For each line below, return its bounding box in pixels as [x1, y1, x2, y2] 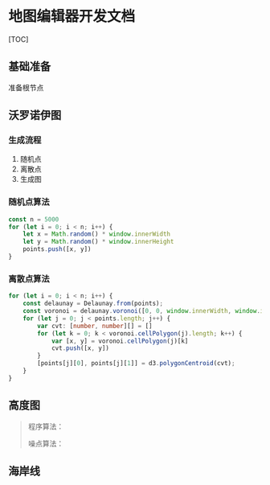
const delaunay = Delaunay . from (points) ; [22, 299, 163, 308]
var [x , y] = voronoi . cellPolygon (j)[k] [51, 337, 189, 345]
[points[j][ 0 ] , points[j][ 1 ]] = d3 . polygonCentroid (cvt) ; [37, 360, 235, 368]
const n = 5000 [8, 215, 59, 224]
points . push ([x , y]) [22, 245, 92, 253]
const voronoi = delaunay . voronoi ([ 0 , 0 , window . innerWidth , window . [22, 307, 261, 315]
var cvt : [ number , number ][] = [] [37, 322, 153, 330]
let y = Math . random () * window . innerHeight [22, 238, 174, 246]
